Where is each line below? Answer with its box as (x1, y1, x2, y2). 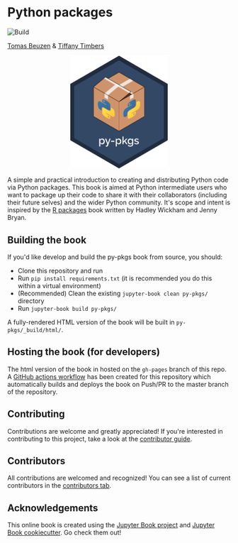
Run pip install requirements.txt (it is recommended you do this (17, 274, 212, 283)
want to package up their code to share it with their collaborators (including (7, 191, 227, 199)
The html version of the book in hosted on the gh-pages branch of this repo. (7, 365, 227, 373)
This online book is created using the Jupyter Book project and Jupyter (7, 521, 215, 530)
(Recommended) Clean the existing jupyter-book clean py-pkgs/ (17, 289, 208, 298)
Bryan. (7, 214, 27, 222)
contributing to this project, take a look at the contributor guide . (7, 434, 193, 443)
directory (17, 297, 45, 305)
